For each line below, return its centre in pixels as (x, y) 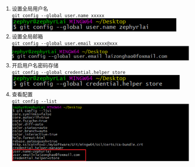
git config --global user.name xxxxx (58, 16)
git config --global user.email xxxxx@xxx (65, 43)
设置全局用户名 (30, 8)
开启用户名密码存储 (35, 66)
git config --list (34, 101)
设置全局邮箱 (27, 36)
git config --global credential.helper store (68, 73)
